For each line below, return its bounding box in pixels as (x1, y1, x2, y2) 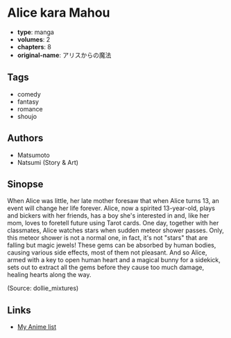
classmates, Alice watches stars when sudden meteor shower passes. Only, (7, 226, 224, 234)
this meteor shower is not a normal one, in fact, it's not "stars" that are (7, 234, 208, 242)
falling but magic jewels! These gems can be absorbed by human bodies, (7, 241, 216, 250)
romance (17, 104, 43, 113)
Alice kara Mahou (7, 5, 110, 21)
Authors (7, 132, 44, 144)
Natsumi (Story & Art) (17, 158, 78, 166)
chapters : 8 (17, 42, 52, 51)
